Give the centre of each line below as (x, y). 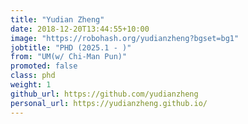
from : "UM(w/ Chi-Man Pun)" (69, 57)
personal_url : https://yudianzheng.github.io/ (109, 103)
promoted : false (44, 66)
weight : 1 (31, 85)
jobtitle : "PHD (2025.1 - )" (71, 47)
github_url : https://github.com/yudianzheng (104, 94)
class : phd (33, 76)
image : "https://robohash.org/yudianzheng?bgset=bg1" (125, 38)
